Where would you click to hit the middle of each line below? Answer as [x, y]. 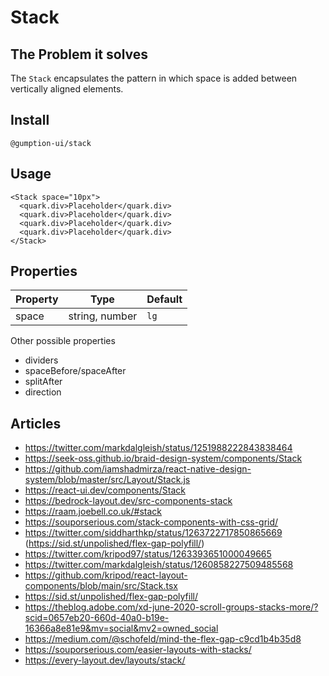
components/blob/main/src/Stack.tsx [101, 586]
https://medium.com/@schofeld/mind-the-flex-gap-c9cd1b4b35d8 [163, 639]
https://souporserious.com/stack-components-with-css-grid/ [151, 522]
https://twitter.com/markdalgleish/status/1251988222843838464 [158, 448]
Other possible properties [63, 341]
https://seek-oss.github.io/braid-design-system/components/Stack [163, 458]
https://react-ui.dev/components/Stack [105, 490]
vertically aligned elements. [67, 89]
